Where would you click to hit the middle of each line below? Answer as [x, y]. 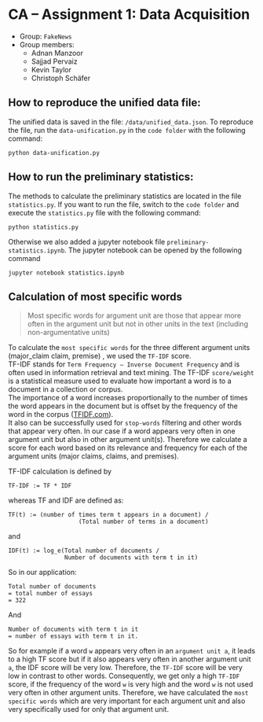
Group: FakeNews [46, 36]
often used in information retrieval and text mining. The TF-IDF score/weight [131, 373]
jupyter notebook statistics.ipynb [66, 273]
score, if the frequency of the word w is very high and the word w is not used [131, 684]
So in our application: [42, 573]
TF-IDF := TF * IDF [40, 486]
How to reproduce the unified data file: [105, 103]
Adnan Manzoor [57, 53]
